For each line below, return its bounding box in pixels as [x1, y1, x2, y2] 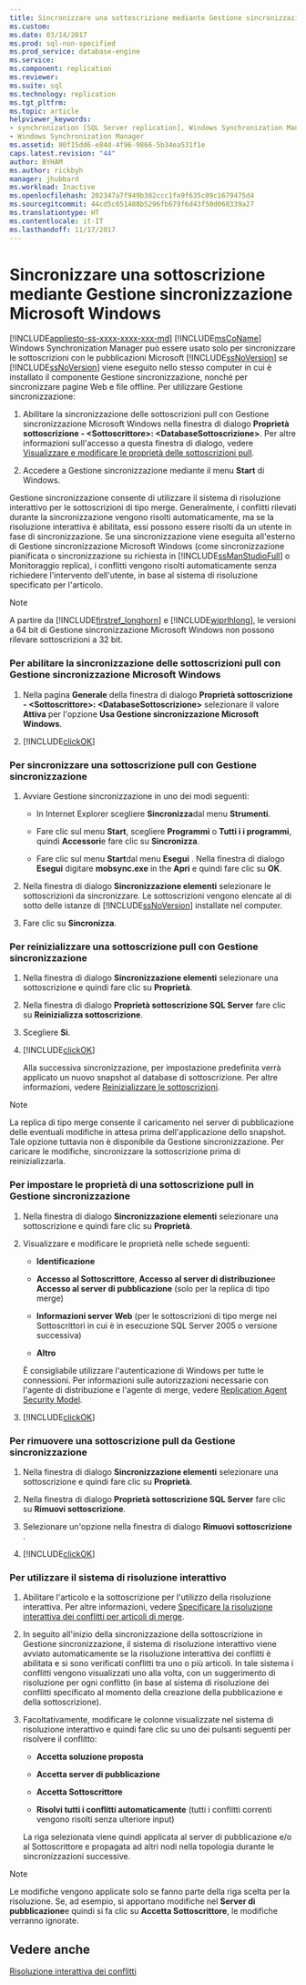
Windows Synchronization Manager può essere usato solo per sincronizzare [9, 343, 296, 353]
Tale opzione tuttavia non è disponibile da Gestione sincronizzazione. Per [9, 1136, 285, 1148]
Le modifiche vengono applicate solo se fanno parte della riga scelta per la [9, 1887, 291, 1898]
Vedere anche [9, 1941, 91, 1957]
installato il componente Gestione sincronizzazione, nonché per [9, 372, 249, 383]
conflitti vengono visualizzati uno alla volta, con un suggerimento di [22, 1668, 276, 1679]
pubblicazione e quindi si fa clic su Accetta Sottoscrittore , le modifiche [9, 1906, 278, 1917]
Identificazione [36, 1255, 96, 1266]
